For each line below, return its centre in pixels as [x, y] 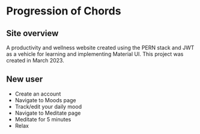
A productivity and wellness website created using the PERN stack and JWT [100, 47]
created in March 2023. [35, 60]
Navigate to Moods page [45, 100]
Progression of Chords [64, 11]
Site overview [32, 33]
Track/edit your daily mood [48, 106]
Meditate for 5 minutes [43, 119]
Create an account [38, 94]
